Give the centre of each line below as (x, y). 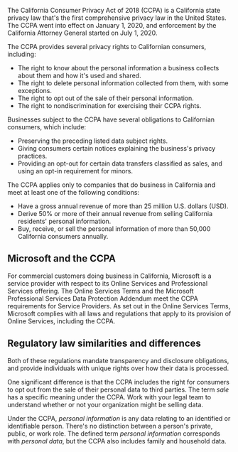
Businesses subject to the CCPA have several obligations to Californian (111, 119)
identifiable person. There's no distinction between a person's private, (110, 426)
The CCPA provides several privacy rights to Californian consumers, (107, 47)
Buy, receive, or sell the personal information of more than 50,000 (114, 229)
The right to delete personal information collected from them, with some (123, 83)
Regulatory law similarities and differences (104, 344)
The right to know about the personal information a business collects (118, 68)
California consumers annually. (63, 236)
